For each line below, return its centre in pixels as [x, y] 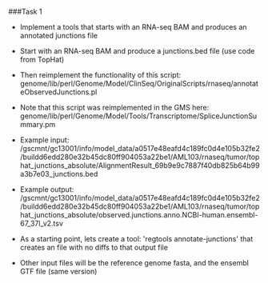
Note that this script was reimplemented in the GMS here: [114, 108]
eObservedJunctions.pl [58, 92]
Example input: [44, 140]
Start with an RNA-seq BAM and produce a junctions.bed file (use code [137, 51]
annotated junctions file [59, 36]
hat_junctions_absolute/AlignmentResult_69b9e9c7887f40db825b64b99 [140, 165]
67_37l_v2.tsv [42, 223]
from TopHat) [42, 60]
